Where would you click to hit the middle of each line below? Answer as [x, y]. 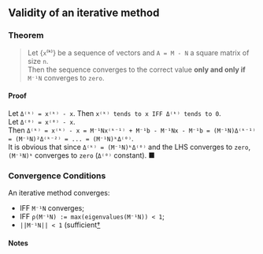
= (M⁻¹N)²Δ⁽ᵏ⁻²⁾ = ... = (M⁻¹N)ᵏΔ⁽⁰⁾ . [71, 138]
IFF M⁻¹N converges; [52, 208]
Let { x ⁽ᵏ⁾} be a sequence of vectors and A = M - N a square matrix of [138, 52]
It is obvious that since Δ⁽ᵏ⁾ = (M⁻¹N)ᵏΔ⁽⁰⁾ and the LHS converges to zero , [129, 147]
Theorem [26, 35]
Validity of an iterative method [84, 13]
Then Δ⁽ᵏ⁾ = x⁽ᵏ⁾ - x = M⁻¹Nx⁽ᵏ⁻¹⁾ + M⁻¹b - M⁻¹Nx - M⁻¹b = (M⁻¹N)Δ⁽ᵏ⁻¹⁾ [132, 130]
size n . [38, 61]
